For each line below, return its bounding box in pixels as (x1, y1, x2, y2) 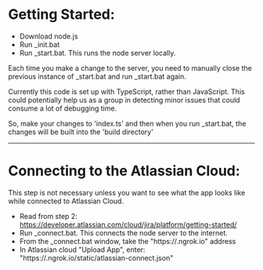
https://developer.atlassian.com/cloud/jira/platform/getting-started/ (19, 220, 237, 229)
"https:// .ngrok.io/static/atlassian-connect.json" (19, 253, 174, 262)
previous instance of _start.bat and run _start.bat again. (8, 71, 186, 81)
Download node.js (19, 31, 78, 41)
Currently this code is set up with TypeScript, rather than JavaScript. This (8, 86, 245, 96)
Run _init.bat (19, 39, 60, 49)
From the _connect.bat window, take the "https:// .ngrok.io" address (19, 236, 236, 246)
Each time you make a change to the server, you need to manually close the (8, 63, 252, 72)
